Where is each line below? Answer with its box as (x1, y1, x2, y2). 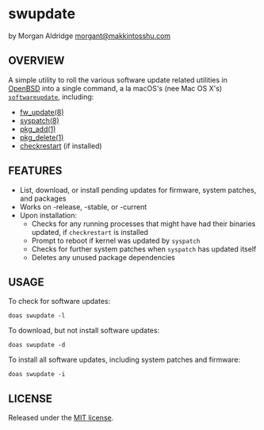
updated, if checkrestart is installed (31, 227, 149, 236)
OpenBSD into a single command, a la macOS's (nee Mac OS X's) (8, 83, 223, 93)
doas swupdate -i (8, 370, 66, 378)
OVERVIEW (8, 54, 65, 67)
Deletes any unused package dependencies (31, 252, 176, 262)
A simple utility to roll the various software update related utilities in (8, 75, 228, 84)
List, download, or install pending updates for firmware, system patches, (19, 185, 257, 194)
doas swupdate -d (8, 341, 66, 349)
